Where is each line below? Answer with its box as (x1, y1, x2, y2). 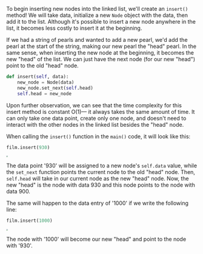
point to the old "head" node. (6, 62, 79, 69)
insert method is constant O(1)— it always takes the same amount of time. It (6, 108, 195, 115)
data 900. (6, 188, 30, 195)
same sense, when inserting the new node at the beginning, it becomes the (6, 49, 195, 56)
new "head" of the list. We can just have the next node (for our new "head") (6, 56, 196, 62)
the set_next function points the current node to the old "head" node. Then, (6, 169, 196, 176)
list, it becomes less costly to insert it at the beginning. (6, 24, 142, 32)
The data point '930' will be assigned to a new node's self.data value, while (6, 162, 198, 169)
